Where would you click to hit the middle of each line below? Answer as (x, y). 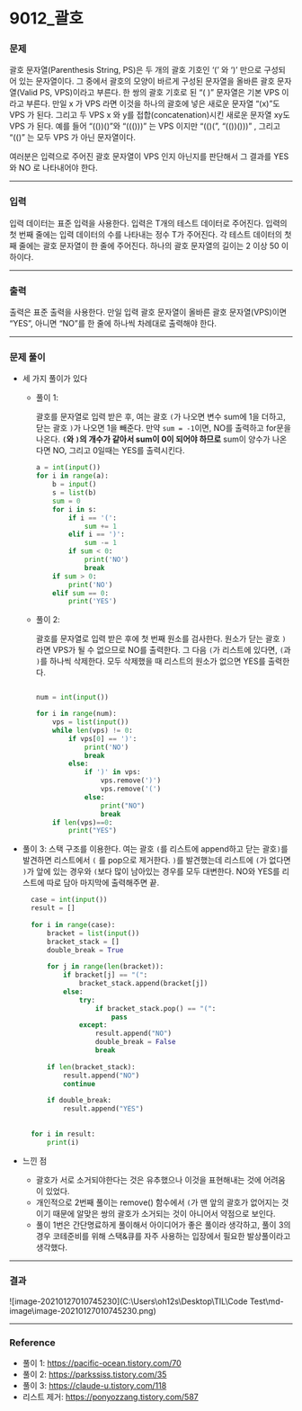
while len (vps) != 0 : (93, 730)
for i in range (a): (72, 476)
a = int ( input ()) (68, 468)
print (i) (63, 1142)
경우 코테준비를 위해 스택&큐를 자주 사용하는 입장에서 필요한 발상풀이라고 (163, 1236)
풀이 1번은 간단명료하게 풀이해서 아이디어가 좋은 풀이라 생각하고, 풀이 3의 (163, 1225)
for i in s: (75, 509)
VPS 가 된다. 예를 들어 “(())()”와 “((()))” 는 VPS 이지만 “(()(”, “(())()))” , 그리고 (145, 126)
